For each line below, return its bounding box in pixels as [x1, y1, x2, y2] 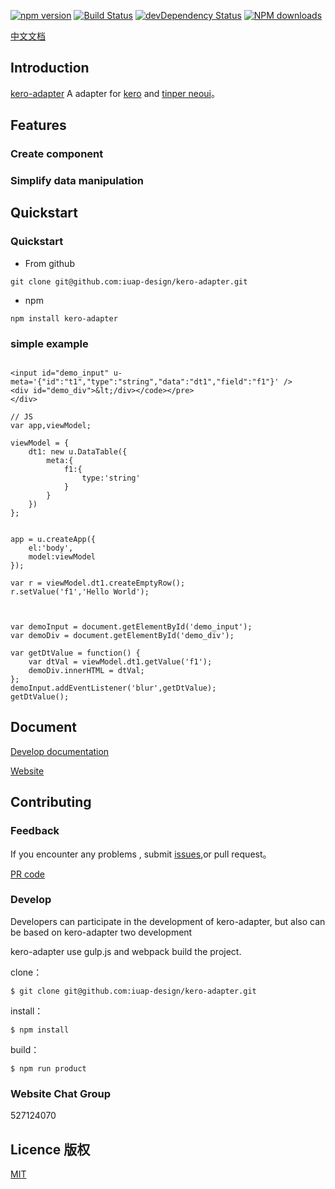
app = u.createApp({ [10, 535, 97, 545]
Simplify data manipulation [10, 174, 144, 188]
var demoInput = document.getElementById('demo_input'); [10, 622, 253, 632]
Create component [10, 147, 104, 161]
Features [10, 117, 67, 134]
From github [24, 257, 75, 269]
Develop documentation [10, 745, 110, 757]
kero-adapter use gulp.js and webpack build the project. [10, 945, 242, 957]
